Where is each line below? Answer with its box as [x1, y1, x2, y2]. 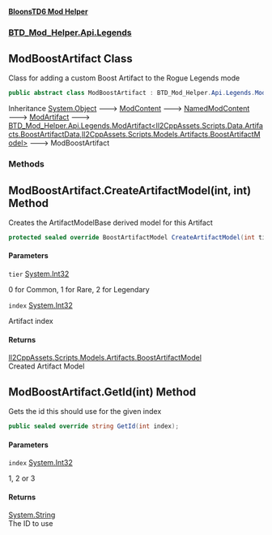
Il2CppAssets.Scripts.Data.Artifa [155, 121, 263, 131]
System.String [8, 510, 56, 520]
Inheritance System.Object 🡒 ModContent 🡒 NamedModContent [8, 104, 250, 114]
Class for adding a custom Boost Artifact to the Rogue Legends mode [8, 73, 240, 83]
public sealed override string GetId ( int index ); [8, 422, 180, 430]
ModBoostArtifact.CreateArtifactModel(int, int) [8, 183, 252, 197]
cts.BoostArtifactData [8, 130, 80, 140]
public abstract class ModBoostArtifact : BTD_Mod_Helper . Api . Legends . [8, 89, 255, 97]
